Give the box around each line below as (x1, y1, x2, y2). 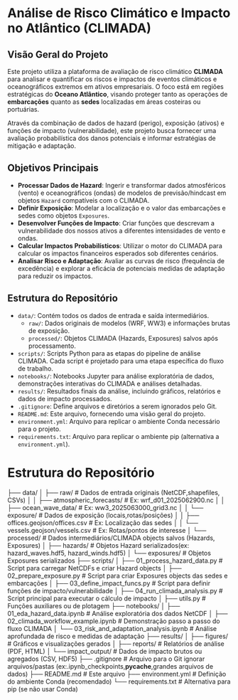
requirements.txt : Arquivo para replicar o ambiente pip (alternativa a (17, 432, 220, 440)
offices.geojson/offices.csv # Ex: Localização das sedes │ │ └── (7, 518, 199, 527)
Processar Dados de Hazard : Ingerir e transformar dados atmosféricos (17, 181, 226, 189)
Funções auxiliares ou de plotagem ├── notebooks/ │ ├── (7, 601, 180, 610)
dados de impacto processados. (17, 394, 112, 403)
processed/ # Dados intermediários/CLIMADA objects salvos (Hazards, (7, 534, 215, 542)
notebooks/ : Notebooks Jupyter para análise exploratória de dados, (17, 371, 215, 380)
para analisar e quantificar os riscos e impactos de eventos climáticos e (7, 75, 217, 83)
